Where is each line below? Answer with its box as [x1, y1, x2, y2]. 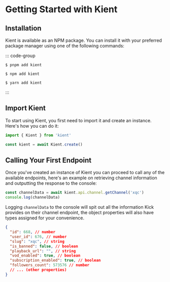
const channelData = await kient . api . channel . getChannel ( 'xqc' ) [5, 190, 144, 195]
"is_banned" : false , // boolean [10, 243, 79, 249]
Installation [5, 24, 42, 33]
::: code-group [5, 52, 36, 59]
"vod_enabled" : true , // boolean [10, 253, 81, 258]
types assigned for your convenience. [5, 215, 85, 221]
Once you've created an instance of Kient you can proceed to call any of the [5, 170, 165, 176]
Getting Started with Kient [5, 4, 118, 15]
